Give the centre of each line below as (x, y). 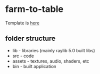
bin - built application (34, 66)
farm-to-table (34, 9)
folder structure (30, 38)
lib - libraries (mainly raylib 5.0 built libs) (54, 50)
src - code (23, 56)
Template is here (22, 23)
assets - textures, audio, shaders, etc (51, 61)
